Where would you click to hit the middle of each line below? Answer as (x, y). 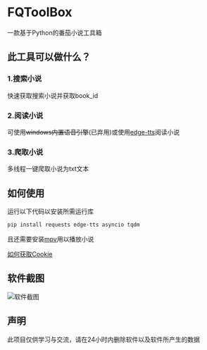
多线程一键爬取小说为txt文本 (48, 169)
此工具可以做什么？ (49, 57)
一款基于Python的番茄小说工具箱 (55, 32)
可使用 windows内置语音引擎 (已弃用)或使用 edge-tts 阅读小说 (94, 132)
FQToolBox (40, 12)
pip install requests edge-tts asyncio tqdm (74, 225)
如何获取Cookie (30, 254)
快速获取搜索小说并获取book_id (53, 95)
